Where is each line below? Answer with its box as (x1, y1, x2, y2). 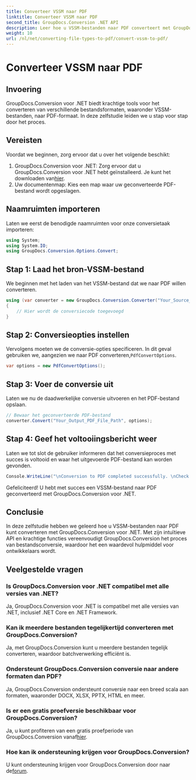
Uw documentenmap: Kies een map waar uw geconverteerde (14, 181, 162, 188)
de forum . (6, 768, 28, 775)
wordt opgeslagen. (36, 187, 81, 194)
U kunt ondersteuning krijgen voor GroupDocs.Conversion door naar (6, 761, 170, 768)
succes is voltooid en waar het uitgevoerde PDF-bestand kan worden (6, 456, 173, 463)
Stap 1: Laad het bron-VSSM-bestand (6, 264, 145, 274)
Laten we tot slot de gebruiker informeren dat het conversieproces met (6, 449, 176, 457)
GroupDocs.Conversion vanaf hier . (6, 733, 87, 740)
